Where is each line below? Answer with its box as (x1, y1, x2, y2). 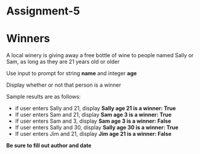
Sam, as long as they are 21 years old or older (6, 58, 120, 66)
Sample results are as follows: (6, 93, 81, 100)
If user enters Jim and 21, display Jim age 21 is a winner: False (15, 131, 172, 138)
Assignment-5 (6, 4, 80, 18)
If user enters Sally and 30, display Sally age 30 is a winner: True (15, 124, 179, 131)
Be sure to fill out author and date (6, 142, 92, 149)
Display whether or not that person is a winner (6, 81, 121, 88)
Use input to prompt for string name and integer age (6, 70, 137, 77)
